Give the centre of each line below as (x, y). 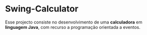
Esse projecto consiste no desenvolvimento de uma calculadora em (74, 22)
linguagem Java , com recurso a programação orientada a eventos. (73, 27)
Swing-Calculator (42, 9)
